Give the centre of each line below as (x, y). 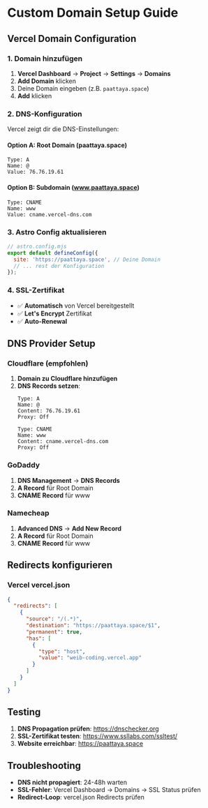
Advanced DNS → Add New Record (69, 528)
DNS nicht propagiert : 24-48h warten (72, 782)
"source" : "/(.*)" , (54, 619)
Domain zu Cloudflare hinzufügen (67, 379)
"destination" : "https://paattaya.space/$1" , (93, 626)
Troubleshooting (44, 765)
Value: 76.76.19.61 (36, 172)
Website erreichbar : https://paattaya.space (80, 744)
